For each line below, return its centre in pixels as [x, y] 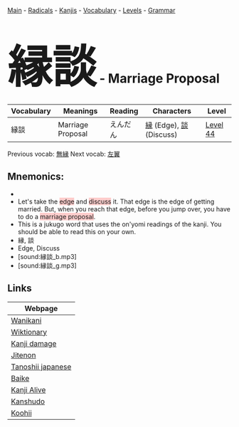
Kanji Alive [28, 389]
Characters [172, 111]
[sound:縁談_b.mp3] [47, 256]
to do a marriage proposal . [57, 216]
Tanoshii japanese [41, 367]
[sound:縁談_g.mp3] [47, 265]
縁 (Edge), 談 [167, 125]
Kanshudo [28, 401]
